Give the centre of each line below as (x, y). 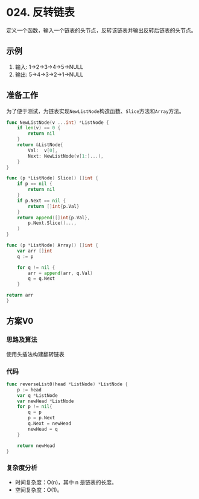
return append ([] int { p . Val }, (54, 217)
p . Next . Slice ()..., (52, 223)
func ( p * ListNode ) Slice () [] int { (52, 178)
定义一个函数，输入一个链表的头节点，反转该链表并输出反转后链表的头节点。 (101, 30)
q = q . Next (42, 278)
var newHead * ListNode (46, 401)
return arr (20, 295)
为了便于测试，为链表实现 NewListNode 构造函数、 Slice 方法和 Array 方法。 (96, 111)
